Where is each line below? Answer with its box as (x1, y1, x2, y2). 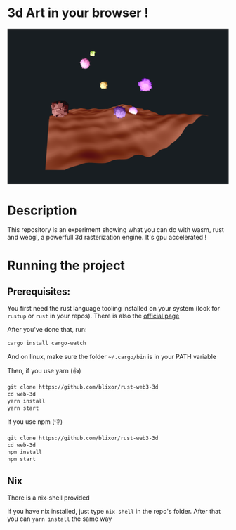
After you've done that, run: (7, 325, 87, 334)
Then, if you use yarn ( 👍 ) (7, 367, 81, 375)
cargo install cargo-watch (7, 340, 86, 347)
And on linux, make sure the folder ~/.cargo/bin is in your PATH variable (7, 353, 216, 361)
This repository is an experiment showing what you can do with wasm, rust (7, 226, 225, 234)
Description (7, 202, 77, 219)
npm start (7, 455, 37, 463)
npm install (7, 448, 42, 456)
